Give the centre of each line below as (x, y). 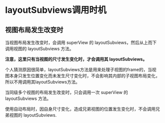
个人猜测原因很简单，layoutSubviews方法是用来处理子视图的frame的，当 (79, 70)
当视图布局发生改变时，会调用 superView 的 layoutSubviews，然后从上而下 (81, 43)
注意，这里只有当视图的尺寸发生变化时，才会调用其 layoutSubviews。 (76, 59)
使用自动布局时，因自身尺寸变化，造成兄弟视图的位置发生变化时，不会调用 (80, 109)
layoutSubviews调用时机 (56, 10)
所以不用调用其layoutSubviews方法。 (42, 82)
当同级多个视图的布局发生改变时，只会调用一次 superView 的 (67, 92)
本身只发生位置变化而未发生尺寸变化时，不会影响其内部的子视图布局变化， (84, 76)
